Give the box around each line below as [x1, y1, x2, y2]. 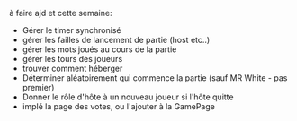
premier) [22, 82, 55, 92]
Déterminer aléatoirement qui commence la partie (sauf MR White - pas [22, 73, 288, 83]
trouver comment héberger [22, 63, 123, 73]
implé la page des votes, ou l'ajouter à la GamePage [22, 101, 216, 111]
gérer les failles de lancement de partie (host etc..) [22, 35, 211, 45]
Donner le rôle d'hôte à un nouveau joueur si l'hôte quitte [22, 91, 234, 102]
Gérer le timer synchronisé [22, 25, 121, 35]
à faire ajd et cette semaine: [9, 8, 112, 18]
